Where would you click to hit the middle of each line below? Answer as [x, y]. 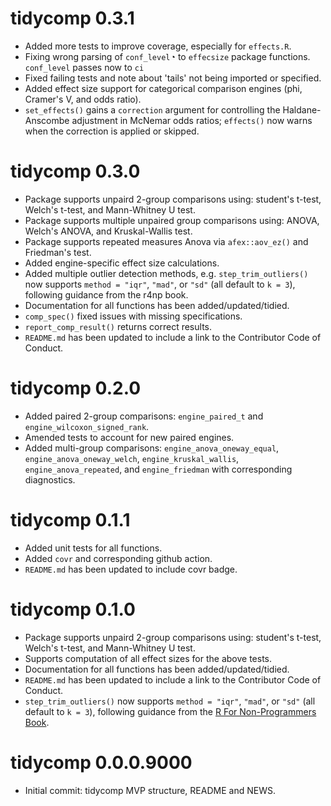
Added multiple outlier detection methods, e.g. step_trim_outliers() [166, 273]
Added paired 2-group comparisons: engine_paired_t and [144, 416]
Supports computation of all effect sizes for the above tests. [148, 658]
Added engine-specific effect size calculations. [122, 263]
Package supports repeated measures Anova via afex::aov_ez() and [166, 241]
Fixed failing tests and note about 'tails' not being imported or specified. [173, 78]
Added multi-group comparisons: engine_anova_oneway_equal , [152, 448]
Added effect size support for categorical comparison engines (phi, [163, 88]
